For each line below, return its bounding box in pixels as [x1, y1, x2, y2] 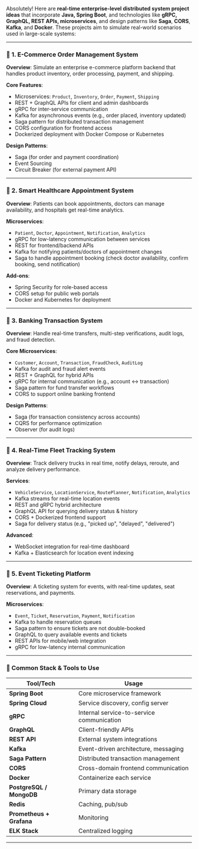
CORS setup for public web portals [14, 290, 99, 297]
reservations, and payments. [6, 589, 75, 597]
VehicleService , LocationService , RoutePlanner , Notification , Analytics [14, 489, 190, 496]
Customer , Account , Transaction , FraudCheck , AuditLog [14, 359, 143, 366]
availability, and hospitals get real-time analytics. [6, 206, 125, 213]
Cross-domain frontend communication [78, 764, 189, 772]
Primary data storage [78, 786, 137, 795]
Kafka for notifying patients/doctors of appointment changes [14, 248, 163, 255]
